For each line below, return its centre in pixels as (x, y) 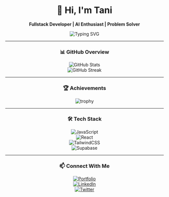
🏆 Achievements (84, 88)
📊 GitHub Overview (84, 52)
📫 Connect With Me (84, 166)
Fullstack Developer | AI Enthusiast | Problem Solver (84, 24)
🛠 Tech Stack (84, 119)
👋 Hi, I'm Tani (84, 10)
